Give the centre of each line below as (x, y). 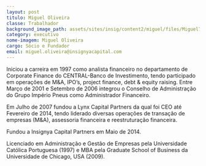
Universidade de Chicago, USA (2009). (56, 156)
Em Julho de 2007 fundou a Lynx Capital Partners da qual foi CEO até (94, 107)
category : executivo (33, 35)
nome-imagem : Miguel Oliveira (45, 40)
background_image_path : (37, 29)
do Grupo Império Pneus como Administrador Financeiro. (78, 95)
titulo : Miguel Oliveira (38, 18)
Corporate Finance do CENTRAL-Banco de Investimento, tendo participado (101, 75)
